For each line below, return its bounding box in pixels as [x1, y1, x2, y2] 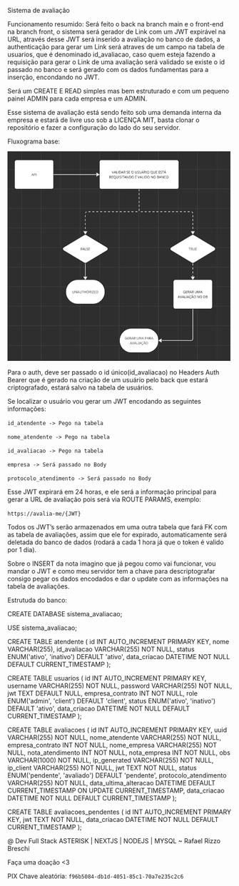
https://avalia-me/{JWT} [7, 510, 81, 518]
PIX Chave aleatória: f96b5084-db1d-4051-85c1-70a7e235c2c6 [7, 872, 184, 880]
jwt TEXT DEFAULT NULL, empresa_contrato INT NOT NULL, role [7, 689, 198, 698]
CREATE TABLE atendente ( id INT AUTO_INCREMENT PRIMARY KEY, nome [7, 638, 230, 646]
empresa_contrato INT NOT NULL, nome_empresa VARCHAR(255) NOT [7, 741, 218, 750]
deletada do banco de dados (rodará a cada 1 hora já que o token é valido [7, 538, 224, 546]
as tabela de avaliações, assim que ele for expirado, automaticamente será [7, 531, 227, 539]
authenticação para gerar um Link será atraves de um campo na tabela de [7, 43, 225, 51]
